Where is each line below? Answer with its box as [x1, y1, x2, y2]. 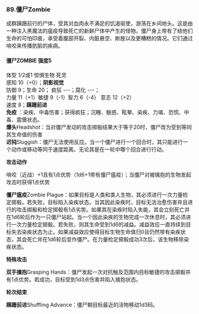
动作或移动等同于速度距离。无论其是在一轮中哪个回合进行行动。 [11, 146, 167, 153]
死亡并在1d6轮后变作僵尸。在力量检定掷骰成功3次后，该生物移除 [26, 235, 184, 243]
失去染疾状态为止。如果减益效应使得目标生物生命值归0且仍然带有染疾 [11, 228, 181, 235]
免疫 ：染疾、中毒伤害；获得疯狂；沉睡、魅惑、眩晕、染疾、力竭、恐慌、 [6, 108, 184, 115]
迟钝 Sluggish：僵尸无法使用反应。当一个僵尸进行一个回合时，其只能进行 [6, 138, 183, 145]
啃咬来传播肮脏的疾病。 [6, 42, 63, 49]
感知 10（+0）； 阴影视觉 [6, 78, 64, 86]
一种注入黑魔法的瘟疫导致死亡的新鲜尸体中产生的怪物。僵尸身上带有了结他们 [6, 27, 193, 34]
